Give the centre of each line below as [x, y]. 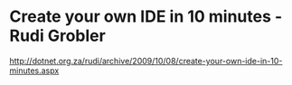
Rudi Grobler [57, 36]
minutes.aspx [34, 71]
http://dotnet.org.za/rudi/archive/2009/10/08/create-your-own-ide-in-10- [146, 61]
